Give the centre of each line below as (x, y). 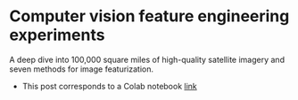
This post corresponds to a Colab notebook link (110, 86)
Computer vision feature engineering (149, 16)
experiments (57, 35)
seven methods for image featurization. (82, 69)
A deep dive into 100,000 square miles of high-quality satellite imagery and (147, 59)
